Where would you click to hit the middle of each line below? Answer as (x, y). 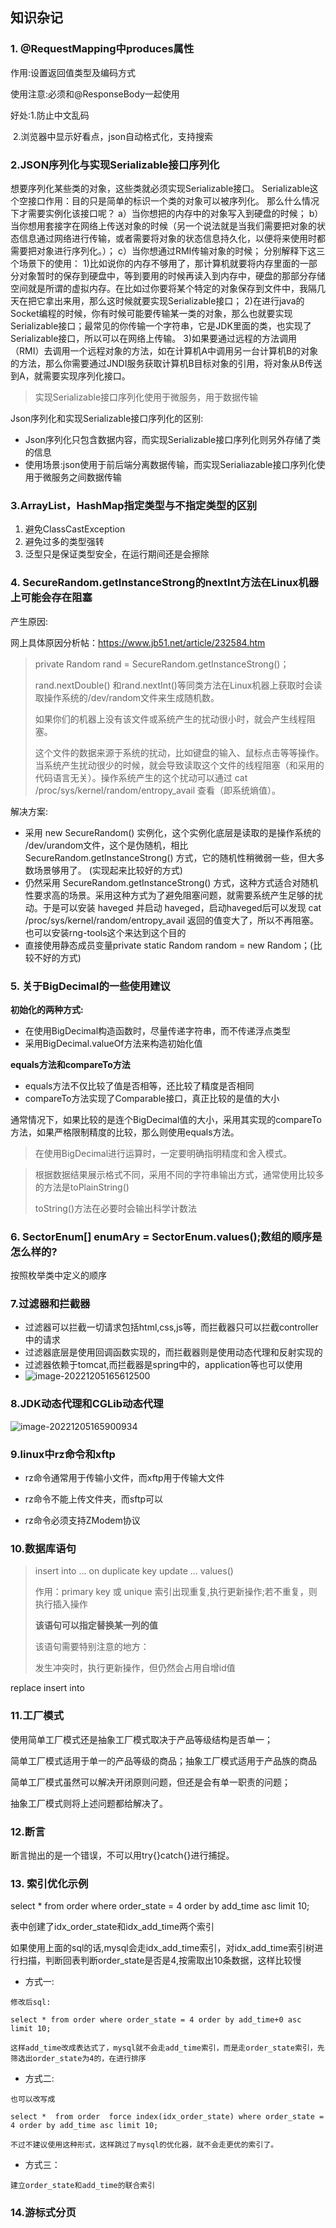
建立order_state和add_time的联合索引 (83, 2186)
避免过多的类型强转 (64, 542)
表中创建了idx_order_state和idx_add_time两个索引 (112, 1927)
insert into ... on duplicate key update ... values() (134, 1571)
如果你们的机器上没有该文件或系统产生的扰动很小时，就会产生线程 (170, 719)
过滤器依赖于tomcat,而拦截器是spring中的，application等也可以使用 (163, 1365)
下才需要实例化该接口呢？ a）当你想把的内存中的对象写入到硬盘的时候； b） (167, 213)
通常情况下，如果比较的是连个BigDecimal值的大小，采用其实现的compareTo (166, 1119)
